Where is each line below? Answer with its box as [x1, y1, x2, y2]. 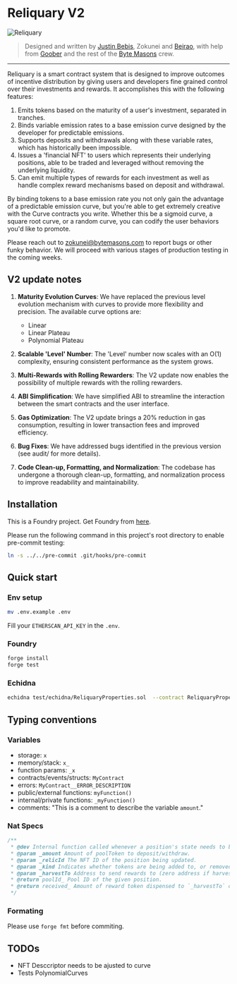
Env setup [7, 593, 42, 602]
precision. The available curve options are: [17, 307, 142, 315]
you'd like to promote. [7, 224, 71, 233]
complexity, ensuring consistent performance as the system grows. [17, 357, 214, 365]
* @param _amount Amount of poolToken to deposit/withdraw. [10, 850, 191, 857]
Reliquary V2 [7, 5, 85, 21]
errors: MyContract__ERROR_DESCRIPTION [17, 781, 131, 789]
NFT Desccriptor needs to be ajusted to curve [17, 961, 151, 970]
